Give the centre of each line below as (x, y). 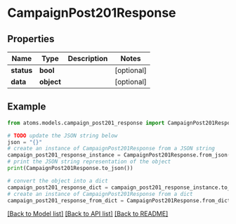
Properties (31, 39)
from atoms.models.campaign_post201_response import (86, 123)
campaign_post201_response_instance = (64, 155)
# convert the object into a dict (58, 180)
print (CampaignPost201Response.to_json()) (70, 169)
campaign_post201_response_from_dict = (66, 200)
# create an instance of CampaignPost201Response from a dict (100, 194)
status (22, 70)
